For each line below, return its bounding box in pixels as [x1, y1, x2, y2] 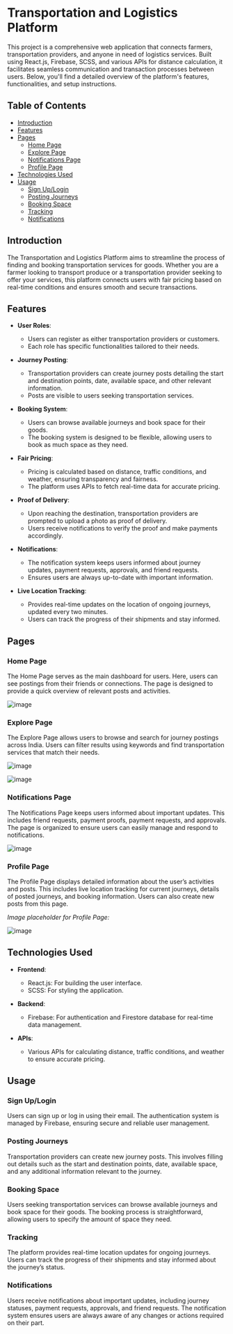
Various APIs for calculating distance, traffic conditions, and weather [27, 1047, 225, 1056]
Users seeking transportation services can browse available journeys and [7, 1200, 218, 1209]
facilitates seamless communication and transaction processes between [7, 65, 214, 73]
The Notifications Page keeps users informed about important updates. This [7, 808, 225, 817]
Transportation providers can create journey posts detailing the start [27, 369, 224, 377]
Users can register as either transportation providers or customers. [27, 335, 220, 343]
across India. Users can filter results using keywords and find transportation [7, 741, 225, 749]
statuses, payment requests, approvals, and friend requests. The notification [7, 1303, 227, 1312]
